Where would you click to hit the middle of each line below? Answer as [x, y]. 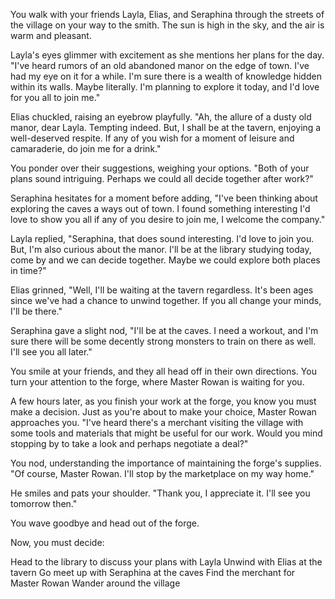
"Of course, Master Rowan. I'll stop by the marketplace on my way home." [162, 473]
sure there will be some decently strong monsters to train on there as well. [163, 341]
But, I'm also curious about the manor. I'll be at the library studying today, [161, 249]
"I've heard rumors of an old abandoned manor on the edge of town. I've [160, 65]
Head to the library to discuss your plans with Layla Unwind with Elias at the [166, 562]
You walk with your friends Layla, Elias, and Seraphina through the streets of [167, 14]
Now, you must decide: [57, 542]
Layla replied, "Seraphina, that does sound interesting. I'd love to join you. [162, 238]
